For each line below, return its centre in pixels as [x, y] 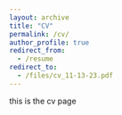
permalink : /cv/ [39, 34]
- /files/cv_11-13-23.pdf [65, 76]
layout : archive [39, 17]
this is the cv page [43, 101]
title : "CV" [31, 26]
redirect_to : [33, 68]
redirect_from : [37, 51]
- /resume [35, 59]
